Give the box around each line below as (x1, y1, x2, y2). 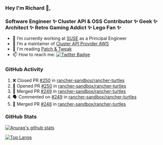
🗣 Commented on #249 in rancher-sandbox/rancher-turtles (12, 94, 136, 100)
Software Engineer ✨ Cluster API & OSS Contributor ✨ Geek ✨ (5, 17, 157, 24)
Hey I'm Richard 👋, (5, 4, 51, 11)
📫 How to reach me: (12, 52, 55, 58)
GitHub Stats (5, 113, 37, 120)
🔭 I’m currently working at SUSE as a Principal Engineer (12, 35, 127, 41)
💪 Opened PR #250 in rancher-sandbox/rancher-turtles (12, 83, 126, 89)
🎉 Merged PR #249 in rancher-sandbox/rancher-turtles (12, 88, 126, 94)
